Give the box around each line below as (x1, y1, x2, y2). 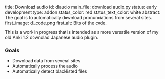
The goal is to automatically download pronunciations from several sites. (5, 15, 152, 20)
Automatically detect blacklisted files (12, 68, 87, 74)
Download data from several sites (12, 58, 81, 64)
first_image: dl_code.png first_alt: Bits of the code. (5, 20, 107, 26)
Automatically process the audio (12, 63, 78, 69)
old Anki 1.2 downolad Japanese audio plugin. (5, 34, 99, 40)
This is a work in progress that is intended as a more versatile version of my (5, 29, 159, 35)
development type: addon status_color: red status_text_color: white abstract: (5, 9, 161, 15)
